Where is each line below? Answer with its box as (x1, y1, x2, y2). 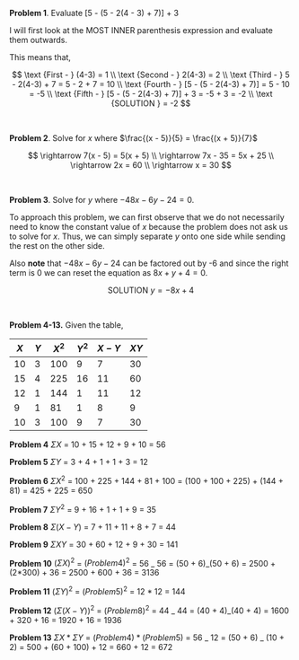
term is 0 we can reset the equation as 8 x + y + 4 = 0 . (9, 268, 208, 277)
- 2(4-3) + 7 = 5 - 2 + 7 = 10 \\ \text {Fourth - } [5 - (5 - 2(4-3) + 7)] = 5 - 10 (12, 79, 290, 89)
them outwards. (9, 35, 68, 45)
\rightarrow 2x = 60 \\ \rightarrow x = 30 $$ (70, 160, 232, 170)
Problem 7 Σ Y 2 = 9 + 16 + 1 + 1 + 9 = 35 (9, 502, 157, 515)
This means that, (9, 52, 72, 62)
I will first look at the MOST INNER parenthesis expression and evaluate (9, 25, 274, 35)
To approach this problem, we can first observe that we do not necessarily (9, 212, 285, 223)
